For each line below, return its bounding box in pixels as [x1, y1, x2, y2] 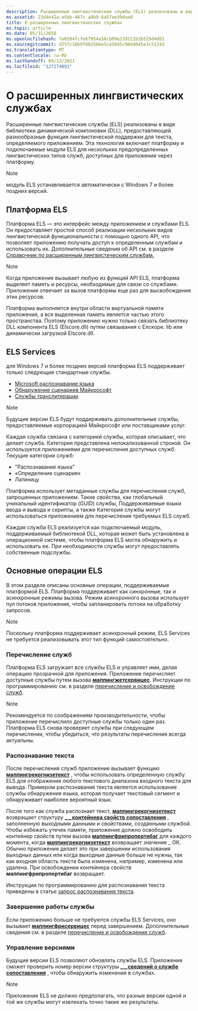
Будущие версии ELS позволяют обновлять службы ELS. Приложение [6, 956, 183, 964]
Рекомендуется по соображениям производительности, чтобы [6, 712, 166, 719]
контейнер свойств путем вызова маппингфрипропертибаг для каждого [6, 832, 192, 840]
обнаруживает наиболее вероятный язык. [6, 796, 113, 803]
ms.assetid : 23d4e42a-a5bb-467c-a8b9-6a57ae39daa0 [6, 14, 133, 20]
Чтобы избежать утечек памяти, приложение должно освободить [6, 826, 173, 834]
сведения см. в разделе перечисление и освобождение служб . [6, 928, 167, 936]
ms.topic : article [6, 25, 51, 31]
